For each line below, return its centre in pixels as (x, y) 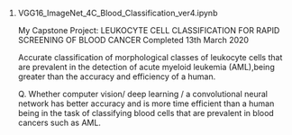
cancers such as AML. (59, 122)
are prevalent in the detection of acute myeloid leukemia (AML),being (146, 67)
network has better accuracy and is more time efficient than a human (146, 103)
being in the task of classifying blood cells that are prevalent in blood (146, 113)
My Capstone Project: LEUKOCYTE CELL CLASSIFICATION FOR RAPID (149, 30)
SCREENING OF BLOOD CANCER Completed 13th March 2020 (133, 40)
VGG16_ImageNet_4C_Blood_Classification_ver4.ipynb (118, 13)
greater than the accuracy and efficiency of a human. (117, 76)
